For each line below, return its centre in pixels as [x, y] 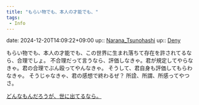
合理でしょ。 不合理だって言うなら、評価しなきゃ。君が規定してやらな [105, 61]
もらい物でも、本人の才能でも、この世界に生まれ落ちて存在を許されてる [96, 53]
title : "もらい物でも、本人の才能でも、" [52, 12]
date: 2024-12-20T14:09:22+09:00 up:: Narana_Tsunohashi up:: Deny [93, 41]
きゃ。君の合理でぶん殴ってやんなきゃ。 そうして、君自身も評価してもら [97, 68]
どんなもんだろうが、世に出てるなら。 [54, 96]
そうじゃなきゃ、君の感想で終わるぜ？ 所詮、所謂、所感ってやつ [109, 76]
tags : [13, 18]
